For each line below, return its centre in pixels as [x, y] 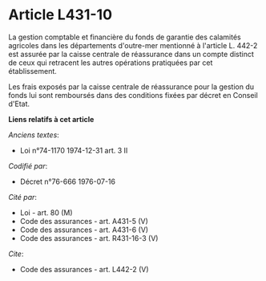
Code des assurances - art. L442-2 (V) [85, 269]
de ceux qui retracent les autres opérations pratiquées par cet [111, 63]
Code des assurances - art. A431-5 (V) [84, 221]
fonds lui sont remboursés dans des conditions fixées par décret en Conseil [133, 95]
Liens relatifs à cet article [51, 119]
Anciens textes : [34, 135]
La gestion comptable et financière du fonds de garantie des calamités [125, 37]
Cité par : [23, 197]
